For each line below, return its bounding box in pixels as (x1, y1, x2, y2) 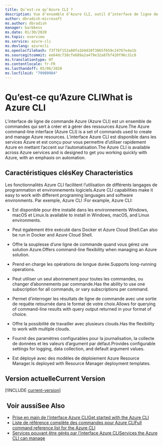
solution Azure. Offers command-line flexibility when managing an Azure (12, 246, 157, 252)
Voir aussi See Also (6, 402, 65, 410)
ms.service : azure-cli (5, 39, 51, 44)
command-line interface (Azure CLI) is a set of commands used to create (5, 128, 152, 134)
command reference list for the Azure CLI (12, 425, 96, 431)
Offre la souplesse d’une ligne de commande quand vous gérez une (12, 241, 149, 247)
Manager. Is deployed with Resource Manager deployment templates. (12, 360, 151, 366)
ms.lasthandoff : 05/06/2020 (5, 66, 62, 71)
